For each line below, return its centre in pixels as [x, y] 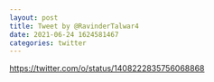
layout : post [34, 18]
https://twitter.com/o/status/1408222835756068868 [107, 68]
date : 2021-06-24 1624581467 [64, 34]
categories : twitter [48, 43]
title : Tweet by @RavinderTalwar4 [74, 26]
